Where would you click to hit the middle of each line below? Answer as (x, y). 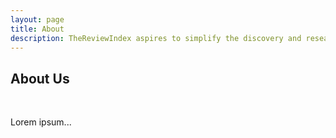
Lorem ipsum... (41, 122)
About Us (40, 78)
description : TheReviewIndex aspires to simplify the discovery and (156, 38)
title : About (37, 29)
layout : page (37, 19)
